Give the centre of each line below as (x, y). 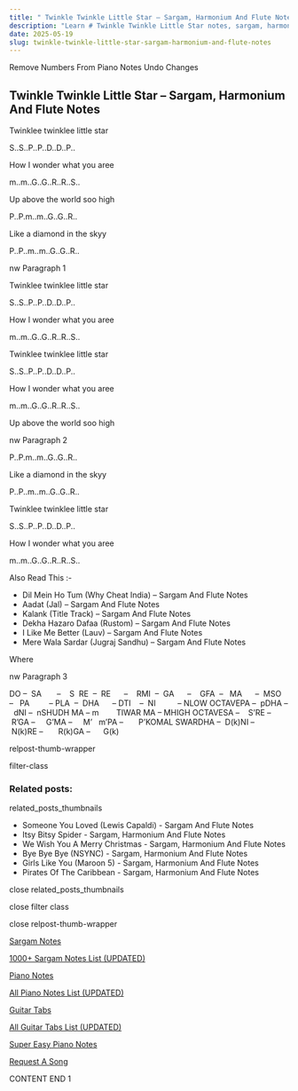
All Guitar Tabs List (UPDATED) (66, 1027)
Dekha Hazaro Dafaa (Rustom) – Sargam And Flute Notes (126, 623)
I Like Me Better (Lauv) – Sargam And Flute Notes (112, 633)
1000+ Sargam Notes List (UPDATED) (78, 959)
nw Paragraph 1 (38, 268)
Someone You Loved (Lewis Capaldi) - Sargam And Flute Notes (138, 826)
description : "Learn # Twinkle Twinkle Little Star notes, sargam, (137, 26)
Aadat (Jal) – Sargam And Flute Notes (90, 605)
